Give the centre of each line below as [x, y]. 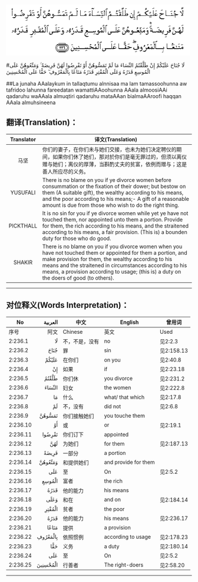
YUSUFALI [23, 192]
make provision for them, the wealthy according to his [107, 259]
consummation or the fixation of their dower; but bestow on [114, 186]
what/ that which [124, 397]
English [129, 322]
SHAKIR [23, 262]
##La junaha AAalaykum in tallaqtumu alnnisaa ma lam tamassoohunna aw [97, 84]
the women [118, 388]
